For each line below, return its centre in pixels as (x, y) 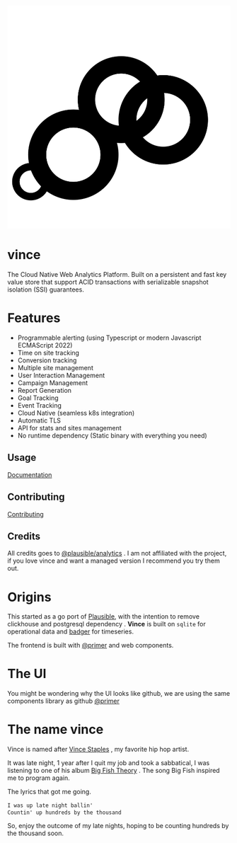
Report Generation (45, 390)
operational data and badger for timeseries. (71, 631)
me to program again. (39, 778)
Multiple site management (55, 367)
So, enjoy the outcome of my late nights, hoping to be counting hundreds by (118, 826)
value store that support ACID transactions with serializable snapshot (108, 282)
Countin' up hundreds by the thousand (64, 813)
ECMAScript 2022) (45, 345)
